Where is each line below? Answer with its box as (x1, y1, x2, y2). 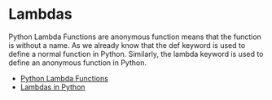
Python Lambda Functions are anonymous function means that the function (8, 32, 262, 41)
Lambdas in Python (20, 82, 86, 92)
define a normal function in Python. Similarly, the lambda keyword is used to (8, 49, 264, 59)
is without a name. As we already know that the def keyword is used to (8, 40, 246, 50)
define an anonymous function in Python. (8, 58, 147, 67)
